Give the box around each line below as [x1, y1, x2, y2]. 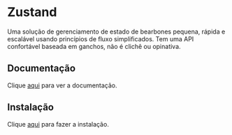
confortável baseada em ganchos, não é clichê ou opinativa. [7, 42, 181, 50]
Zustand [7, 4, 57, 20]
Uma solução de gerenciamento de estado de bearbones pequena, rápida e [7, 27, 226, 36]
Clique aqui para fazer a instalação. [7, 120, 110, 128]
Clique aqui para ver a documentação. [7, 81, 117, 90]
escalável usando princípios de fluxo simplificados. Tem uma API [7, 34, 194, 43]
